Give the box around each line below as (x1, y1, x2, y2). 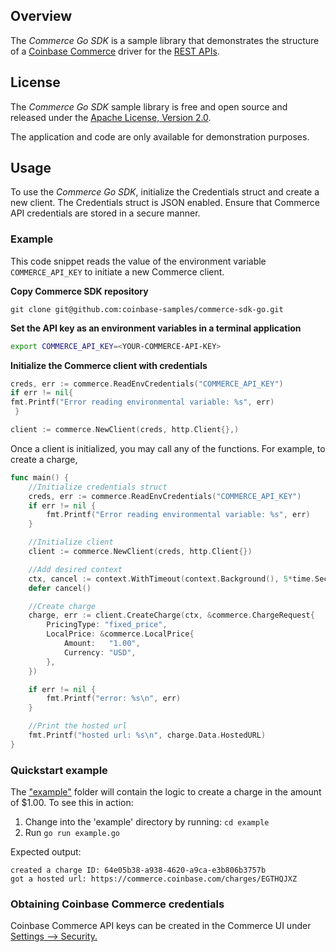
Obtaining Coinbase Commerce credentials (10, 897, 225, 911)
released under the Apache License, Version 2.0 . (10, 111, 212, 123)
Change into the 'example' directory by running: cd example (24, 816, 270, 828)
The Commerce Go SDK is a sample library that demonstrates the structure (10, 34, 320, 46)
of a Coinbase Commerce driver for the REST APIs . (10, 45, 220, 57)
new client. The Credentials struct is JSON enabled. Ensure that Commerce (10, 197, 320, 209)
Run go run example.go (24, 827, 120, 839)
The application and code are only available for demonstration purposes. (10, 130, 310, 143)
